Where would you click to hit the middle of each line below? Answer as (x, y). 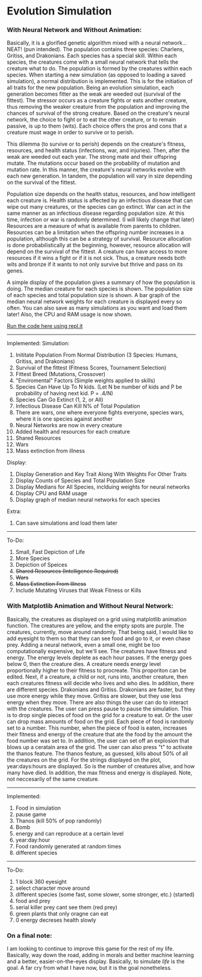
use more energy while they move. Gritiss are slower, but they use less (94, 695)
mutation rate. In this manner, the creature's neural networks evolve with (96, 170)
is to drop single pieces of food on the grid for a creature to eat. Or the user (100, 715)
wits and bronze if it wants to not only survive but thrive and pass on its (95, 264)
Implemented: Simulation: (38, 344)
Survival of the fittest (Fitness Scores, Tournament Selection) (91, 368)
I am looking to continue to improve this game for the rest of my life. (91, 949)
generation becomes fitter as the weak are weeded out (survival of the (94, 94)
